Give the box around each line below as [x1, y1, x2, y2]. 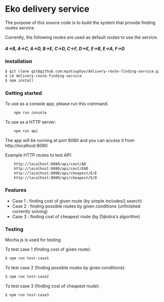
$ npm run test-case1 [5, 256, 49, 261]
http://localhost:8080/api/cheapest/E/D [14, 175, 97, 180]
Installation [5, 58, 33, 65]
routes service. [5, 24, 36, 30]
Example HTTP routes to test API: [5, 152, 72, 158]
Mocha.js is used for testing [5, 237, 61, 243]
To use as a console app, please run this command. [5, 101, 109, 107]
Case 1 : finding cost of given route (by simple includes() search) [12, 198, 143, 204]
